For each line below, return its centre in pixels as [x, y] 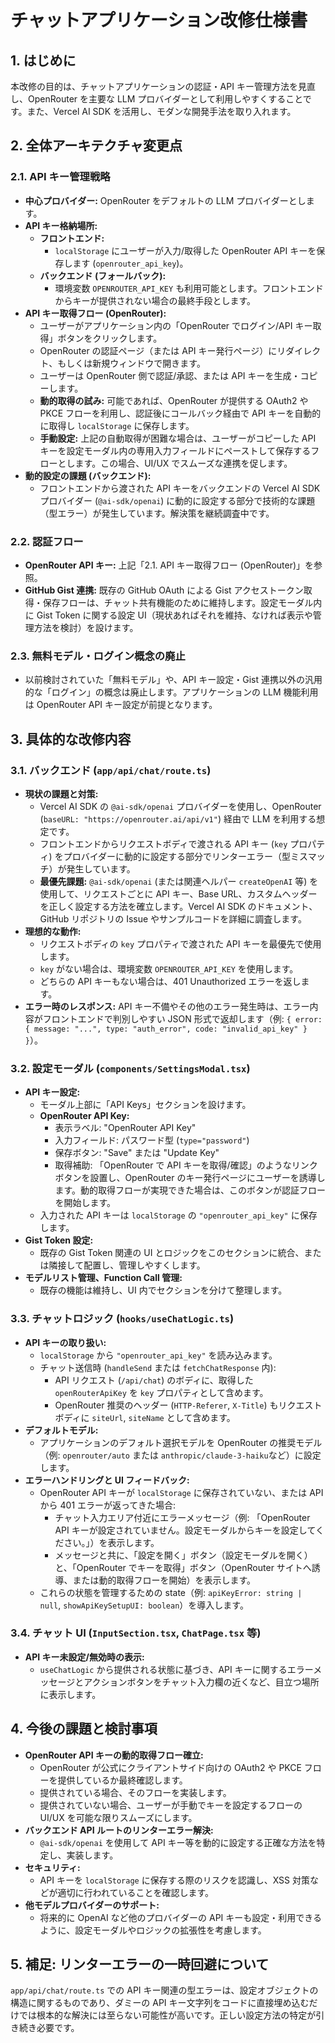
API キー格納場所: [61, 225]
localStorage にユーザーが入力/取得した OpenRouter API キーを [185, 250]
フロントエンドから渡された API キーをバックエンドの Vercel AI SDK [180, 488]
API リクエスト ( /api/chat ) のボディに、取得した [154, 1380]
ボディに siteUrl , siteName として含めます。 [145, 1417]
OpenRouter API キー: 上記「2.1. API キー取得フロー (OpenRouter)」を [169, 565]
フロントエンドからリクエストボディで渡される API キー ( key [163, 843]
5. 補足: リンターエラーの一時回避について [140, 1964]
